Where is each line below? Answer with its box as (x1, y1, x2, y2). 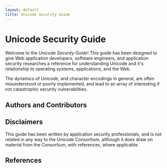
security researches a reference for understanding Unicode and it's (5, 60, 144, 66)
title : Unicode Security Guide (5, 12, 70, 17)
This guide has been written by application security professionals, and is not (5, 131, 162, 137)
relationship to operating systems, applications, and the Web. (5, 66, 131, 72)
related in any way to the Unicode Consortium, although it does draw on (5, 136, 153, 142)
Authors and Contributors (5, 100, 87, 109)
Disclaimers (5, 118, 43, 126)
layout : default (5, 7, 39, 12)
